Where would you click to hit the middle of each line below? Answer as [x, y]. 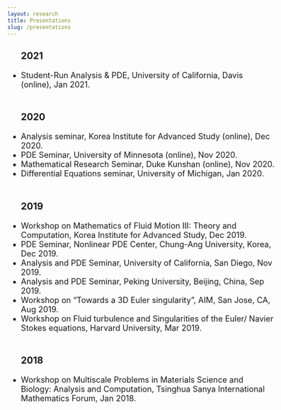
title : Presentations [39, 21]
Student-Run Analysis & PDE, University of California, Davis [132, 75]
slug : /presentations [39, 27]
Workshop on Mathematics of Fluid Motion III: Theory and [129, 226]
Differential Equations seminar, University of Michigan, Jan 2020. [143, 174]
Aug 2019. [40, 309]
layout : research [33, 14]
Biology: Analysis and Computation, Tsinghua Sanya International [143, 389]
